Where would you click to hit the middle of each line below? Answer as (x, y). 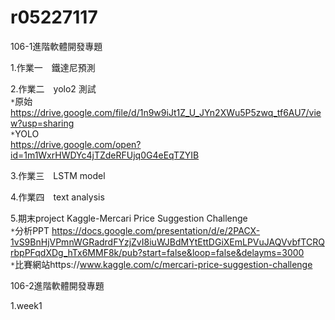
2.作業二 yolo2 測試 (53, 88)
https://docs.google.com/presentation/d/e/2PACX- (156, 230)
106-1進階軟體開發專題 (56, 46)
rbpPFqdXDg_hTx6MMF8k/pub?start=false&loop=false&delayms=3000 (157, 252)
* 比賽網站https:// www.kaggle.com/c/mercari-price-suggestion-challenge (161, 264)
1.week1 (26, 305)
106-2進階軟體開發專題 (57, 285)
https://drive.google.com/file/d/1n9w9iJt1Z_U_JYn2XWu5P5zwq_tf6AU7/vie (166, 112)
